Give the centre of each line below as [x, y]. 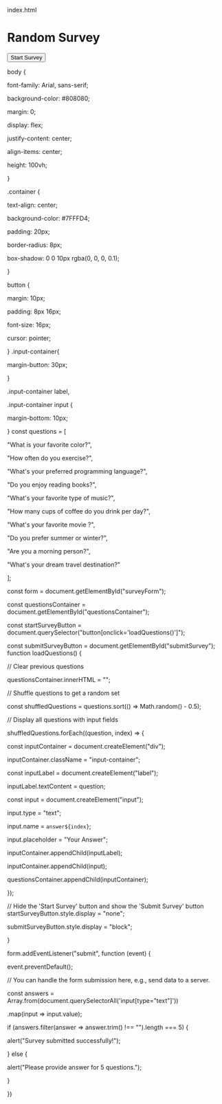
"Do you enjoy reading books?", [52, 485]
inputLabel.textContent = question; [56, 786]
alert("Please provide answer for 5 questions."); [75, 1067]
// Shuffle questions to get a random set [64, 693]
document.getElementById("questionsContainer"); [78, 612]
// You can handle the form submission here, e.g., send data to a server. [109, 980]
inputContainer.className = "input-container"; [74, 760]
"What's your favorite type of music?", [61, 498]
